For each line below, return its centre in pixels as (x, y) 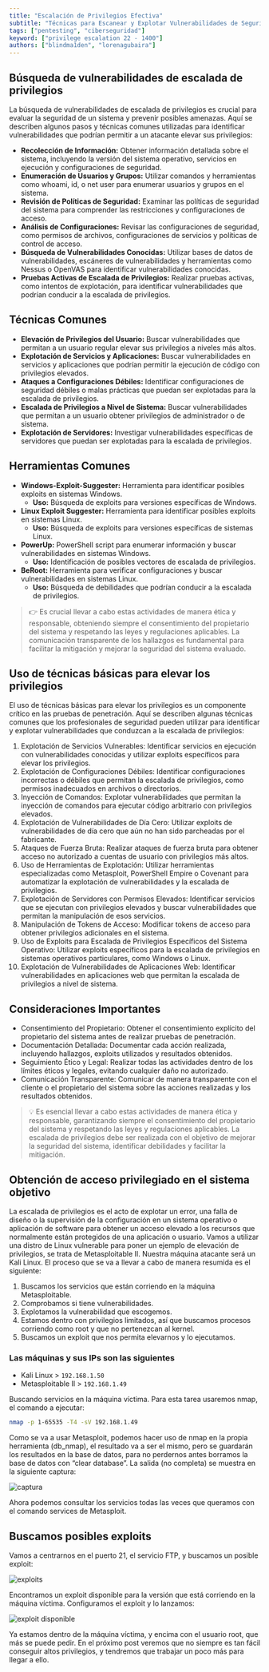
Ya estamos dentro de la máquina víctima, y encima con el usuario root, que (134, 1634)
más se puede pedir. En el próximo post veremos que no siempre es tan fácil (135, 1642)
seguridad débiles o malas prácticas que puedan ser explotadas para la (138, 390)
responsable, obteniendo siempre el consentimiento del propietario (139, 623)
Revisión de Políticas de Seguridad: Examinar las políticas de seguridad (140, 201)
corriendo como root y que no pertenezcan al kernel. (107, 1328)
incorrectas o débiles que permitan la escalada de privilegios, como (132, 780)
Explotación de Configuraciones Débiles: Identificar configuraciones (133, 772)
